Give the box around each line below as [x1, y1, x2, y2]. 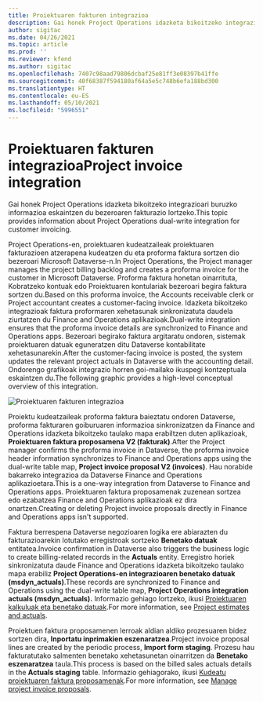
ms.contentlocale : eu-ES [8, 92, 89, 100]
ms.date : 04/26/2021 [8, 33, 76, 42]
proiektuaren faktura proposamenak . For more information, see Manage [8, 676, 237, 685]
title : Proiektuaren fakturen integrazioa [8, 11, 149, 20]
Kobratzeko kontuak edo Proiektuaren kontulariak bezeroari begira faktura [8, 281, 247, 290]
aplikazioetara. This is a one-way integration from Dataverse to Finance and [8, 478, 250, 487]
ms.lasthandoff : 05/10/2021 [8, 99, 100, 107]
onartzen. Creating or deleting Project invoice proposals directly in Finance [8, 503, 247, 513]
